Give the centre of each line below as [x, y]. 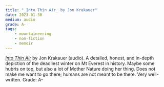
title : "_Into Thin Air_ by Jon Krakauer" [51, 10]
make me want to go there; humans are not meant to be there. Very [76, 74]
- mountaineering [33, 34]
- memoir [24, 43]
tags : [11, 29]
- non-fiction [29, 39]
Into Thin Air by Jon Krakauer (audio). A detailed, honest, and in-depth [80, 58]
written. [13, 79]
